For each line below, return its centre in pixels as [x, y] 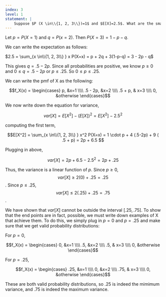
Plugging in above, [24, 149]
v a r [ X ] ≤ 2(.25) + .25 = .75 [83, 192]
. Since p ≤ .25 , [21, 185]
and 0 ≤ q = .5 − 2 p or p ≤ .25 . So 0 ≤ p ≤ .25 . [53, 72]
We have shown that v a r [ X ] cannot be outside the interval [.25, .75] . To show [83, 210]
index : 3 [14, 10]
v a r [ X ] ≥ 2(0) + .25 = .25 [83, 177]
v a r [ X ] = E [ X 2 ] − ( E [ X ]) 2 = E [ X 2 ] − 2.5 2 [83, 115]
